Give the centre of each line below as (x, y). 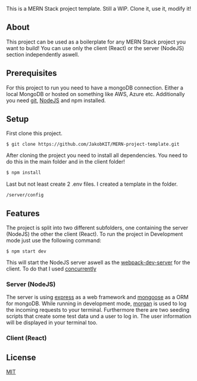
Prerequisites (32, 73)
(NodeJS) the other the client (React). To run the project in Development (95, 234)
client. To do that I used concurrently (51, 269)
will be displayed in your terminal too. (52, 322)
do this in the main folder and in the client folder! (65, 162)
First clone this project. (34, 133)
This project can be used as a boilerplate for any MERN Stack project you (96, 42)
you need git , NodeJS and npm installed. (56, 100)
